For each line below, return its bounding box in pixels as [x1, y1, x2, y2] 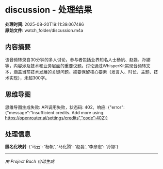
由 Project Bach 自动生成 [5, 158, 55, 165]
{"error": [107, 104, 125, 110]
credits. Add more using [55, 109, 103, 115]
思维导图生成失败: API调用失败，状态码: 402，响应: [5, 104, 107, 110]
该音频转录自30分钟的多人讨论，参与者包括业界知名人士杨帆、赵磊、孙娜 [5, 57, 151, 62]
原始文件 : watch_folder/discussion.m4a [5, 27, 83, 33]
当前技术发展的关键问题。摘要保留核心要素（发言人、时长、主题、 [21, 69, 154, 75]
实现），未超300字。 [9, 75, 49, 80]
